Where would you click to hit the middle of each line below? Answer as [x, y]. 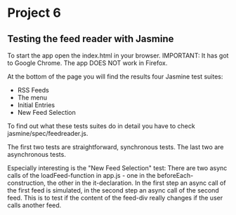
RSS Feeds [33, 90]
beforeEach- [175, 175]
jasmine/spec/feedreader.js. [48, 133]
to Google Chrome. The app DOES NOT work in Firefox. [87, 63]
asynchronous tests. [37, 154]
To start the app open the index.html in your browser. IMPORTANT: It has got [118, 55]
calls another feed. [34, 205]
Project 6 [34, 13]
